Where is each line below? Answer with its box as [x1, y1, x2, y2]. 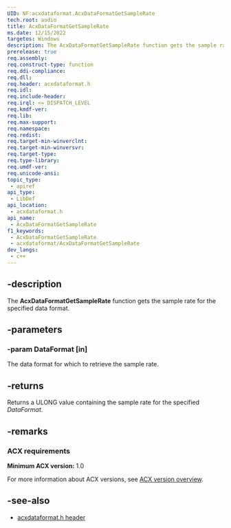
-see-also [7, 495, 50, 507]
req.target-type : [7, 151, 57, 158]
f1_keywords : [7, 228, 45, 234]
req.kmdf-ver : [7, 106, 48, 113]
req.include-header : [7, 93, 67, 100]
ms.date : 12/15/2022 [7, 29, 67, 36]
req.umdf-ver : [7, 163, 48, 170]
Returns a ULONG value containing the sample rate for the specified [7, 398, 200, 406]
